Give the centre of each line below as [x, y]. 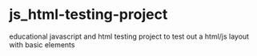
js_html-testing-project [88, 15]
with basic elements [42, 44]
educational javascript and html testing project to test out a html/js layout [129, 36]
